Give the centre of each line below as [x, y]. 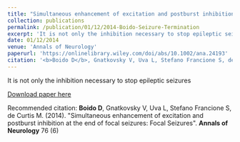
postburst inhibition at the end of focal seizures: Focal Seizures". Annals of [118, 123]
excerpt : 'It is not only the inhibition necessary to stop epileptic [115, 34]
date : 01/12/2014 [33, 40]
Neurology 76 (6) [33, 130]
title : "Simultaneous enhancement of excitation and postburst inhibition [121, 14]
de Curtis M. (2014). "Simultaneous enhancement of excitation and [105, 115]
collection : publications [46, 21]
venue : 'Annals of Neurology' [52, 47]
